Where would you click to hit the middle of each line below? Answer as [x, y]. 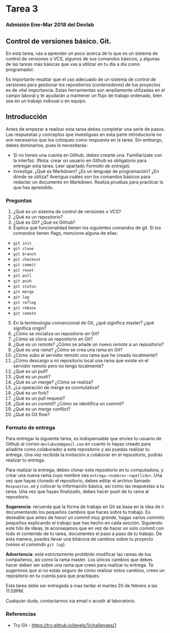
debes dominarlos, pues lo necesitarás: [47, 145]
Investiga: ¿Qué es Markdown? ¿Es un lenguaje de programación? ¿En [86, 171]
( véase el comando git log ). [36, 544]
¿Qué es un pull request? [39, 398]
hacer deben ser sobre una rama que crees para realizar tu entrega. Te [80, 565]
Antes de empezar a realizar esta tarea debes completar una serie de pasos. [86, 129]
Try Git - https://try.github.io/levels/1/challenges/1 [65, 625]
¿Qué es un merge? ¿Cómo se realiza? [53, 382]
